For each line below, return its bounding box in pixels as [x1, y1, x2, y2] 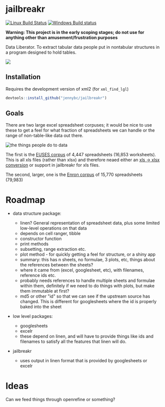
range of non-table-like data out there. [5, 133, 83, 138]
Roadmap [5, 194, 46, 205]
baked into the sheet [20, 304, 62, 310]
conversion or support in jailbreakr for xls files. [5, 162, 100, 168]
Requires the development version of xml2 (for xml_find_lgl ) [5, 86, 129, 92]
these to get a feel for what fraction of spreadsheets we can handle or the [5, 127, 155, 134]
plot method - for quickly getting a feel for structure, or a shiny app [20, 251, 156, 257]
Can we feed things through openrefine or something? [5, 397, 115, 403]
